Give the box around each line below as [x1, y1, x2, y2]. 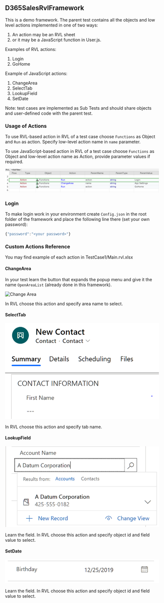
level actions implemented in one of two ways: [5, 22, 99, 28]
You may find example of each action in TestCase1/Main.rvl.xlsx [5, 254, 133, 260]
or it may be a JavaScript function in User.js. [12, 37, 102, 43]
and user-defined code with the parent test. [5, 110, 93, 116]
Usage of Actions [5, 122, 47, 129]
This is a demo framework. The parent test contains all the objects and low [5, 17, 155, 23]
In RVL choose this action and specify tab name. [5, 424, 102, 430]
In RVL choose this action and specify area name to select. [5, 301, 123, 307]
